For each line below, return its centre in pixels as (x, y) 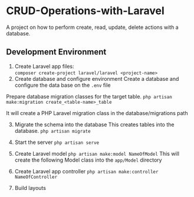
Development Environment (56, 52)
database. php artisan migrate (52, 130)
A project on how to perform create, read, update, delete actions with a (92, 27)
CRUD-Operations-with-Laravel (85, 11)
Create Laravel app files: (45, 66)
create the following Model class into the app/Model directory (88, 160)
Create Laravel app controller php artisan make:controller (86, 171)
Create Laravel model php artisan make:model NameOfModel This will (97, 153)
